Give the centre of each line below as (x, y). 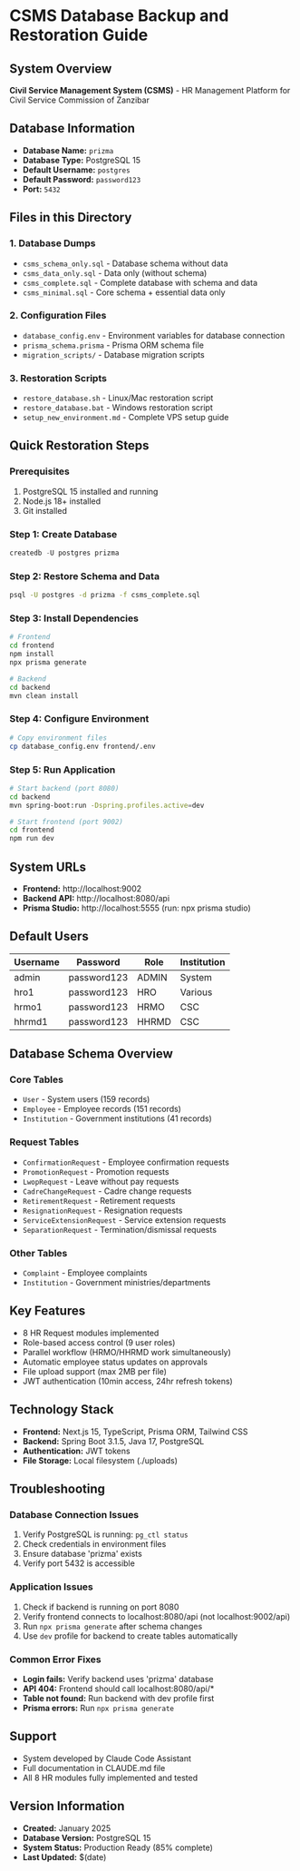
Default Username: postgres (76, 170)
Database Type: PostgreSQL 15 (82, 160)
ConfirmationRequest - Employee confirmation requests (126, 1162)
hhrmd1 (31, 1021)
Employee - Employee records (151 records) (102, 1109)
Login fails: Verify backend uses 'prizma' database (118, 1679)
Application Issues (51, 1587)
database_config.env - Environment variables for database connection (154, 335)
